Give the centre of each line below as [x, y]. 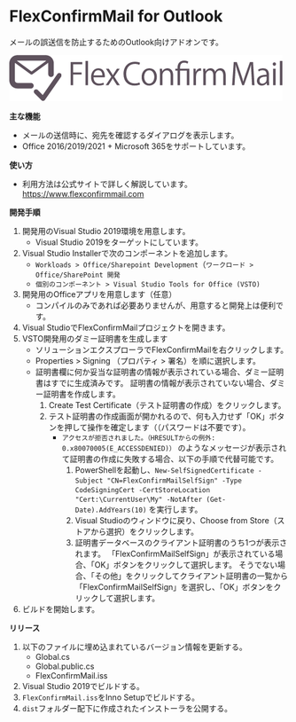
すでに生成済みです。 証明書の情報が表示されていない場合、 [160, 382]
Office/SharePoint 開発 [78, 275]
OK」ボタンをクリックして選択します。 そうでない [186, 564]
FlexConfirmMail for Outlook [116, 16]
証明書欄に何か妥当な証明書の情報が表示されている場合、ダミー [152, 372]
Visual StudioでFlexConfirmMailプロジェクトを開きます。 [126, 327]
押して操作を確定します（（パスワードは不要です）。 [157, 427]
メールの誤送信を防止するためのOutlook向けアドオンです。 [117, 42]
